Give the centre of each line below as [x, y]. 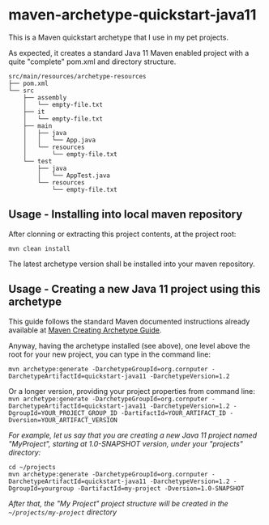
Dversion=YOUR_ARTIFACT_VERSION [63, 420]
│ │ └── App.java [59, 140]
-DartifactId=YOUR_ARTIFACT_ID [173, 413]
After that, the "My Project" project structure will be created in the [118, 503]
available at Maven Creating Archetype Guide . [85, 330]
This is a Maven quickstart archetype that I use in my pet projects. [119, 37]
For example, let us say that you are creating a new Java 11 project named [133, 435]
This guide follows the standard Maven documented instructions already [129, 321]
